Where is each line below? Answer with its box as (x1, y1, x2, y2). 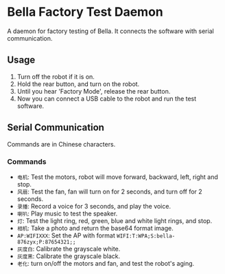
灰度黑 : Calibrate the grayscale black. (16, 252, 121, 260)
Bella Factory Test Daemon (7, 4, 163, 20)
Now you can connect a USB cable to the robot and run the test (16, 94, 197, 103)
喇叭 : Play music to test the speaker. (16, 209, 118, 218)
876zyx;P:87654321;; (16, 238, 76, 245)
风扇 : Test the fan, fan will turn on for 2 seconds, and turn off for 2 (16, 187, 202, 196)
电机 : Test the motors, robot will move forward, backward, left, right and (16, 173, 218, 181)
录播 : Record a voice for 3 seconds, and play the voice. (16, 202, 171, 210)
